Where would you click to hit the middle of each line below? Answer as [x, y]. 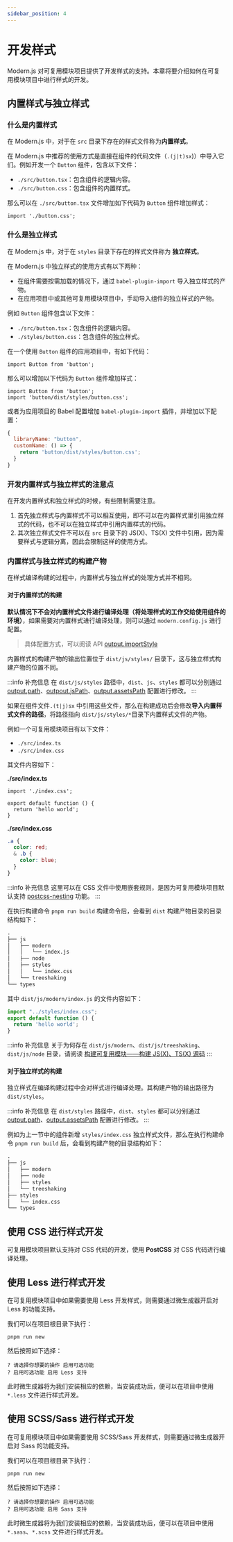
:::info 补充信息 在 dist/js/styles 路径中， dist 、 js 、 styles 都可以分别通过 [114, 682]
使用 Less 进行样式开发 [56, 1282]
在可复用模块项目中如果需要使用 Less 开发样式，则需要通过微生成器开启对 [113, 1300]
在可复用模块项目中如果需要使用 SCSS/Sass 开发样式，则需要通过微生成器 [113, 1437]
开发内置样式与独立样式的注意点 [61, 484]
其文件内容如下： [32, 764]
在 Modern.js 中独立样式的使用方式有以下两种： [75, 266]
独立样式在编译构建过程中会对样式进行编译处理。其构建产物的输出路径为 [110, 1088]
